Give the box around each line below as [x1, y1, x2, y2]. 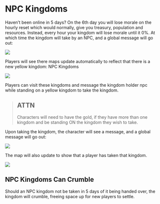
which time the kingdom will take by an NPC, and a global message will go [5, 35, 154, 41]
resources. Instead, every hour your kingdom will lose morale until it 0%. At [5, 30, 155, 35]
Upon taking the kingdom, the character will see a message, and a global [5, 128, 151, 134]
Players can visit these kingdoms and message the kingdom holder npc [5, 82, 148, 88]
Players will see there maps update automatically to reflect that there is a [5, 58, 150, 64]
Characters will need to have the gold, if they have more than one [16, 114, 148, 120]
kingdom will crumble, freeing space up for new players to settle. [5, 193, 135, 199]
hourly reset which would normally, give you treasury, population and [5, 24, 143, 30]
